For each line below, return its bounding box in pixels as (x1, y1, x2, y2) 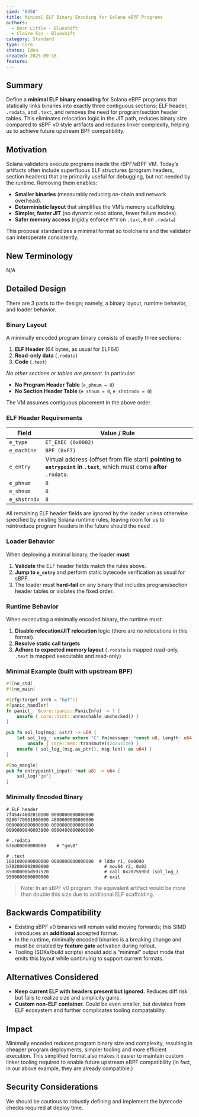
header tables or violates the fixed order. (14, 588, 114, 595)
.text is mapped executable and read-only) (14, 652, 121, 659)
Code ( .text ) (14, 358, 47, 365)
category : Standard (6, 36, 54, 42)
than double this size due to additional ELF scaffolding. (20, 891, 155, 898)
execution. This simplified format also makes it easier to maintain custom (6, 1052, 184, 1059)
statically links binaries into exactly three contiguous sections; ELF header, (6, 102, 188, 110)
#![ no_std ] (6, 681, 33, 687)
